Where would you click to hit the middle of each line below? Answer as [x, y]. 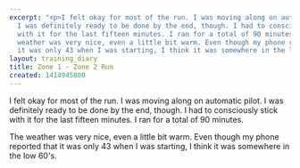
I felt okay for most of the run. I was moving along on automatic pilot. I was [146, 100]
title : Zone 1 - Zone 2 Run [62, 68]
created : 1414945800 [48, 76]
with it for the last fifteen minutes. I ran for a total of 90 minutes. [126, 119]
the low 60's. [33, 156]
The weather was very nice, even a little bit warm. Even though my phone [144, 136]
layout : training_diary [54, 59]
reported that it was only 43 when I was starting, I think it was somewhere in [150, 146]
